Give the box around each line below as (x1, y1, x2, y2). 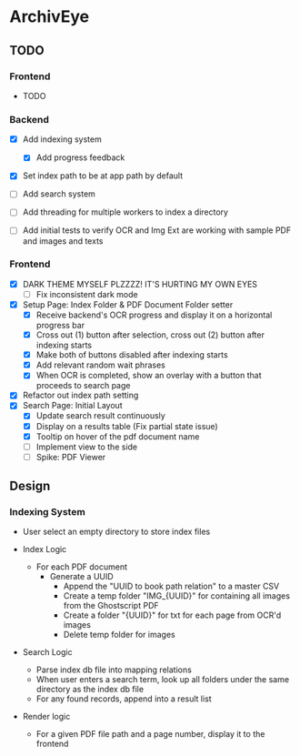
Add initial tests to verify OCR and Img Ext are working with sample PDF (22, 225, 292, 236)
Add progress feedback (35, 152, 125, 163)
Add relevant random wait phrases (35, 359, 165, 370)
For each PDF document (35, 561, 128, 572)
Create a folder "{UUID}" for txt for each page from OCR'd (63, 610, 282, 620)
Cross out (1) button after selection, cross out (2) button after (35, 329, 265, 340)
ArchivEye (9, 6, 90, 27)
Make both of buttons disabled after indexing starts (35, 349, 229, 360)
